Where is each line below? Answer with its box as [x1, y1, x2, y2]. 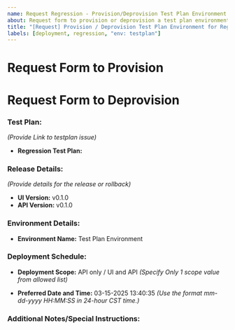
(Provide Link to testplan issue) [7, 132, 97, 141]
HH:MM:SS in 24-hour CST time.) [43, 296, 140, 305]
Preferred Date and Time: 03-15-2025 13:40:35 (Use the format [17, 289, 203, 297]
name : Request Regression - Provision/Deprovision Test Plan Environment [7, 10, 227, 18]
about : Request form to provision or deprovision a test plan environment [7, 17, 230, 24]
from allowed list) [17, 275, 68, 284]
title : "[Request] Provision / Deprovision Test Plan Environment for [7, 23, 218, 30]
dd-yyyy [17, 296, 42, 305]
